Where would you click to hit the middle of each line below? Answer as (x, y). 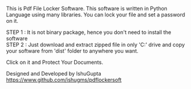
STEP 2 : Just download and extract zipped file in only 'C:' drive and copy (95, 44)
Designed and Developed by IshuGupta (54, 73)
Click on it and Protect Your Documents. (55, 62)
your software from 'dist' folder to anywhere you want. (72, 51)
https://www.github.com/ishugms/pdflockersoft (64, 80)
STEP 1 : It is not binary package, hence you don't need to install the (89, 32)
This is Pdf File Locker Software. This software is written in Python (87, 8)
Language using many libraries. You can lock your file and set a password (96, 15)
